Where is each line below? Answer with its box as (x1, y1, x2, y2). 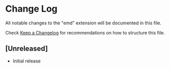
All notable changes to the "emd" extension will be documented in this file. (5, 20, 162, 26)
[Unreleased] (5, 44, 48, 53)
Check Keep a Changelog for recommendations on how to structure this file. (5, 29, 165, 36)
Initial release (12, 58, 41, 64)
